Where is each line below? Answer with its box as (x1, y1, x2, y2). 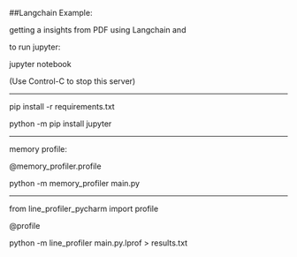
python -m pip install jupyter (9, 118, 112, 129)
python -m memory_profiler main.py (9, 178, 140, 188)
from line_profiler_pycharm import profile (9, 203, 159, 214)
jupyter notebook (9, 59, 72, 69)
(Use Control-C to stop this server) (9, 76, 136, 87)
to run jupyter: (9, 42, 61, 52)
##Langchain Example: (9, 8, 93, 18)
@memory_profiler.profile (9, 161, 102, 171)
